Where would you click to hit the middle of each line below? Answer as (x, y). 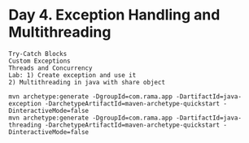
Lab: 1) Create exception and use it (72, 75)
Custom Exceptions (39, 61)
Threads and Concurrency (50, 68)
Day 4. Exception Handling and (114, 15)
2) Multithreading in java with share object (87, 82)
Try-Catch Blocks (38, 54)
